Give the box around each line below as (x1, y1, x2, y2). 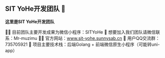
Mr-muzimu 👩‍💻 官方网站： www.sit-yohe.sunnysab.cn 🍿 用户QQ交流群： (13, 35, 160, 41)
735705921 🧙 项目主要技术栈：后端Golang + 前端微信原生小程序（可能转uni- (5, 41, 160, 47)
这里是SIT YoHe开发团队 (5, 19, 55, 25)
